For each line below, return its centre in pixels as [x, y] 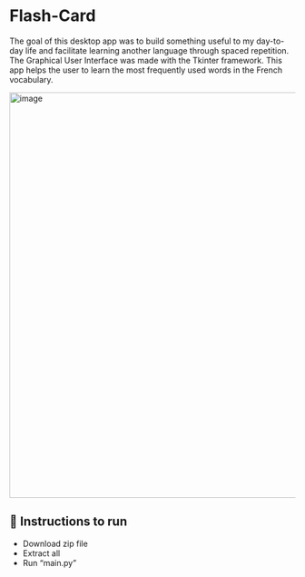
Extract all [41, 553]
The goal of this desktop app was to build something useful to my [132, 41]
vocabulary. [31, 79]
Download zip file [55, 543]
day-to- [270, 41]
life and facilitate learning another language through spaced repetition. [157, 50]
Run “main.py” [49, 562]
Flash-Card [53, 16]
